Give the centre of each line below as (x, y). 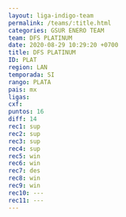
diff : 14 (23, 119)
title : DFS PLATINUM (42, 52)
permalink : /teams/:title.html (60, 23)
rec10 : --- (26, 193)
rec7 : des (25, 171)
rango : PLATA (30, 82)
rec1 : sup (25, 126)
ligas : (19, 97)
